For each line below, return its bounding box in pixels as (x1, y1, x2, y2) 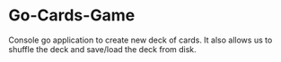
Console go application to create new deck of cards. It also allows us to (8, 35, 273, 45)
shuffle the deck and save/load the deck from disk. (8, 43, 197, 54)
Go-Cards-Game (8, 5, 136, 26)
